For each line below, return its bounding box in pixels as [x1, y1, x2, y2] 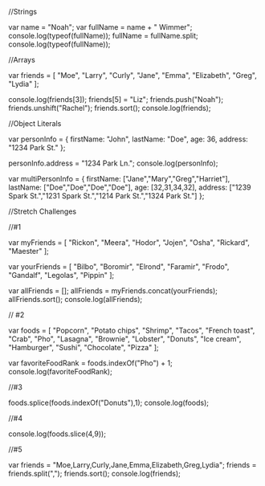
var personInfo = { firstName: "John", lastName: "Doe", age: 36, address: [8, 134, 249, 144]
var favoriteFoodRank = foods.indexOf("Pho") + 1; [8, 358, 173, 368]
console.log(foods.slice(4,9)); [8, 429, 107, 439]
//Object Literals [8, 119, 62, 128]
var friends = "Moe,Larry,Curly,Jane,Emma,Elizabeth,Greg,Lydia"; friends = [8, 460, 257, 469]
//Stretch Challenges [8, 206, 77, 216]
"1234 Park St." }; [8, 143, 66, 152]
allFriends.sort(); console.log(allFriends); [8, 295, 143, 304]
